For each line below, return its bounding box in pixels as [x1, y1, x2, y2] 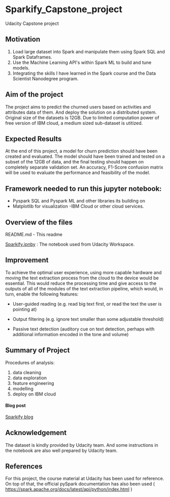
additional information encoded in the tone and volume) [12, 331, 129, 337]
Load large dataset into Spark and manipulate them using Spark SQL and [12, 48, 165, 54]
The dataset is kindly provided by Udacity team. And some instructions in [5, 442, 158, 448]
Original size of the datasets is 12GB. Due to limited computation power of [5, 114, 159, 120]
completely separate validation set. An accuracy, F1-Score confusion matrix [5, 164, 163, 171]
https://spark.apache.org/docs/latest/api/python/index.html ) [5, 486, 133, 492]
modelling [12, 385, 34, 391]
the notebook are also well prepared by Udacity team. [5, 447, 118, 453]
